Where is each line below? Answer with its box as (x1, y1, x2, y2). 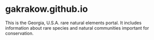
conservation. (5, 30, 34, 36)
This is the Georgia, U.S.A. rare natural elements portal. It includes (5, 20, 142, 26)
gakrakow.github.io (5, 3, 88, 15)
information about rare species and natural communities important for (5, 25, 149, 31)
